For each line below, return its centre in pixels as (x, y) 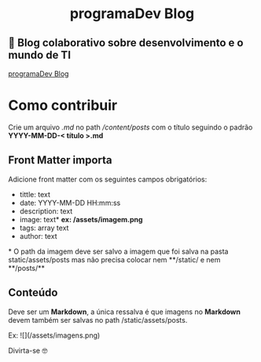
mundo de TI (40, 55)
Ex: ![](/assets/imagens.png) (54, 335)
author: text (38, 236)
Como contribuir (63, 106)
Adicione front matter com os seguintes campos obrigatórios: (108, 179)
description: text (46, 211)
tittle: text (35, 194)
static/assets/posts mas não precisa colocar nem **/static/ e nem (114, 259)
